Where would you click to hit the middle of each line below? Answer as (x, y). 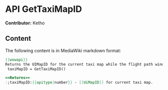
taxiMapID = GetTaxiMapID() (36, 69)
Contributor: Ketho (25, 23)
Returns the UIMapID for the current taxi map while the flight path (79, 64)
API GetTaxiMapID (44, 9)
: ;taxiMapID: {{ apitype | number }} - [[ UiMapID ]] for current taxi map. (79, 83)
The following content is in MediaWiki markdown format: (63, 50)
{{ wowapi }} (16, 60)
